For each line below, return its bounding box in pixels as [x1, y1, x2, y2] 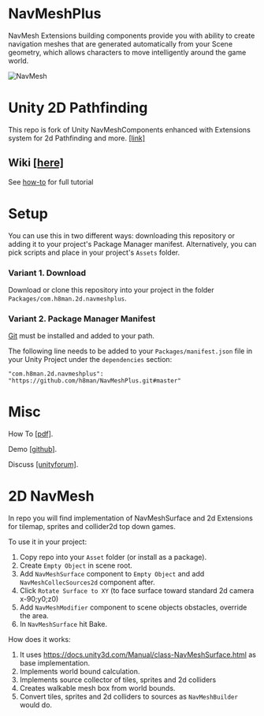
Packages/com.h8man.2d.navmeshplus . [8, 293, 128, 303]
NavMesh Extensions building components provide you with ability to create [8, 31, 255, 40]
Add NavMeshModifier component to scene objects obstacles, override [19, 602, 247, 612]
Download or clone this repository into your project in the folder [8, 285, 214, 294]
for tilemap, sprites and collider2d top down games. [8, 522, 176, 531]
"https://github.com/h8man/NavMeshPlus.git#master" [8, 377, 181, 385]
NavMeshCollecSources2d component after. [19, 577, 155, 587]
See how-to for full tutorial [8, 177, 94, 186]
